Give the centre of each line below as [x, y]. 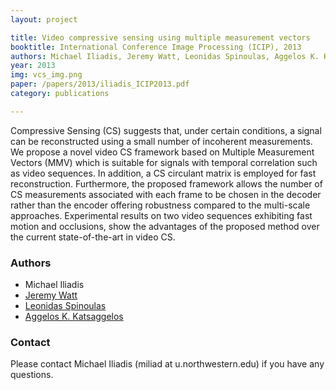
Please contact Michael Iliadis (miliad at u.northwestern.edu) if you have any [167, 364]
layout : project [44, 19]
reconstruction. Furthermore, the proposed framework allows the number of [166, 183]
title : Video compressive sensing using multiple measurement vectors [160, 37]
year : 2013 [33, 66]
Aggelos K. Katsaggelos [74, 317]
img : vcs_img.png [46, 75]
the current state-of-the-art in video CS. [93, 237]
